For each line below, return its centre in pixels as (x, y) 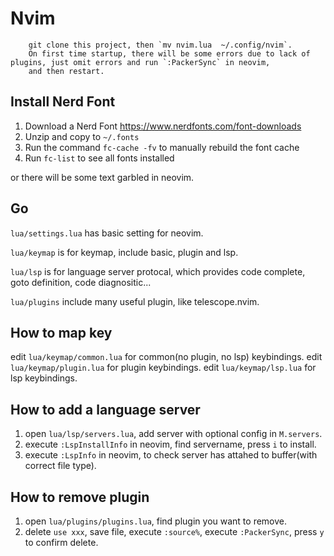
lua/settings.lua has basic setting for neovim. (107, 233)
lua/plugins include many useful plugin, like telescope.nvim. (135, 301)
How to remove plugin (80, 497)
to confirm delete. (61, 542)
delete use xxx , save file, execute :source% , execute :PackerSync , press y (174, 531)
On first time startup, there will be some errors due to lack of (169, 53)
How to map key (61, 332)
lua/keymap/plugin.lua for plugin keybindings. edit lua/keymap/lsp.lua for (163, 368)
